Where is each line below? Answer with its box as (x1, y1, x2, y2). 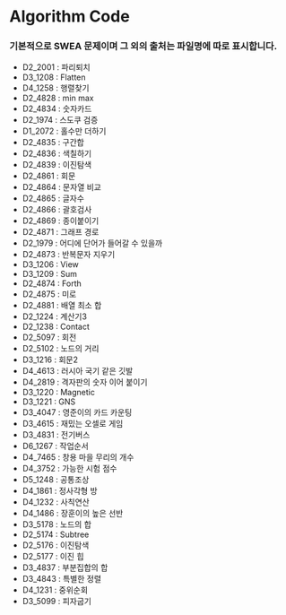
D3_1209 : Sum (22, 269, 78, 280)
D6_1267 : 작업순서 (22, 441, 90, 452)
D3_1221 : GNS (22, 396, 76, 407)
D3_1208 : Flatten (22, 72, 87, 82)
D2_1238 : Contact (22, 321, 90, 333)
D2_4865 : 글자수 (22, 193, 85, 204)
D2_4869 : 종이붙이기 (22, 215, 100, 226)
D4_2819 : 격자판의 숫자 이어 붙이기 (22, 377, 148, 387)
